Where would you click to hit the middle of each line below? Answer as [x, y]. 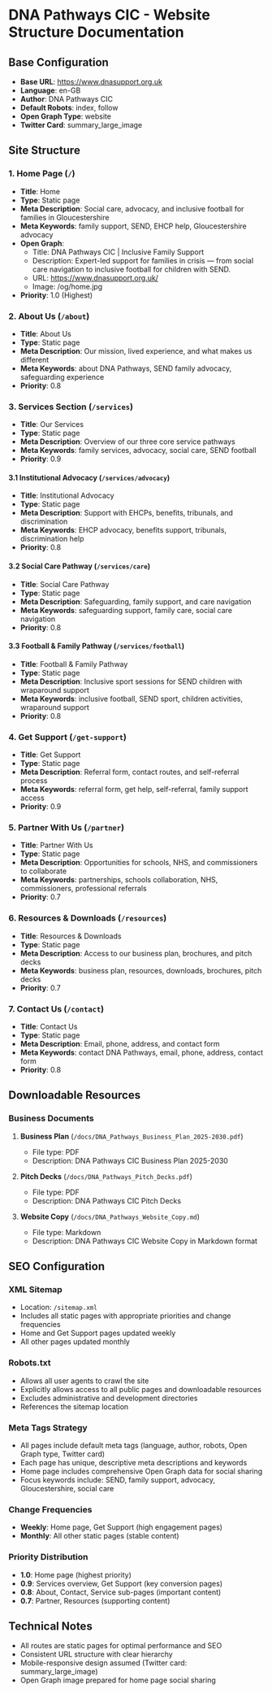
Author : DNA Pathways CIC [67, 99]
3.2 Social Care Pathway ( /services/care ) [80, 566]
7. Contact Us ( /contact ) [56, 1008]
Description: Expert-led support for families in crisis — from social [143, 260]
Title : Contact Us [49, 1027]
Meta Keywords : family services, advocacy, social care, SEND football [138, 450]
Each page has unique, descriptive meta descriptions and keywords [134, 1463]
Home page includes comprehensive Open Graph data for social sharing [141, 1471]
